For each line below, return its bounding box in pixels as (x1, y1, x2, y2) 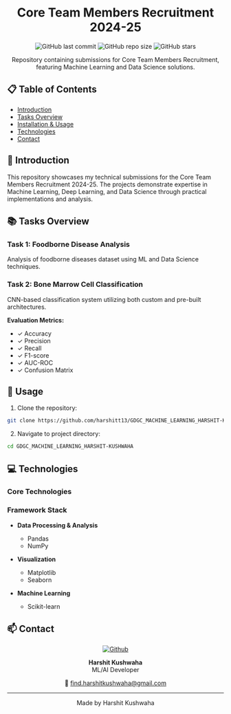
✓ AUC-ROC (16, 358, 54, 367)
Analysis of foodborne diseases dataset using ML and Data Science (7, 255, 199, 263)
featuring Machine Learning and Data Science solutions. (36, 63, 195, 71)
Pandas (27, 534, 49, 543)
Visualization (16, 555, 56, 563)
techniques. (7, 263, 41, 271)
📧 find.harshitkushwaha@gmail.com (64, 679, 167, 687)
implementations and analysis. (7, 195, 93, 203)
